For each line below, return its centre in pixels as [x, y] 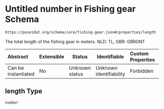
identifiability [110, 74]
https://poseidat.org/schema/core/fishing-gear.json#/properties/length [81, 32]
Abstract [18, 56]
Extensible [51, 56]
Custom [139, 54]
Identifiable [111, 56]
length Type [24, 91]
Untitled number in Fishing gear [70, 9]
